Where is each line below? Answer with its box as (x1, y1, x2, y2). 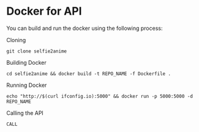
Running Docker (6, 81, 47, 89)
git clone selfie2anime (6, 48, 67, 54)
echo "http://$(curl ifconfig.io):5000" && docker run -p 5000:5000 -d (6, 93, 193, 99)
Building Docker (6, 59, 47, 66)
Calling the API (6, 109, 44, 117)
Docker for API (6, 4, 82, 18)
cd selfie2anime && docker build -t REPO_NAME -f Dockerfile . (6, 70, 171, 77)
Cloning (6, 36, 26, 43)
